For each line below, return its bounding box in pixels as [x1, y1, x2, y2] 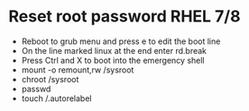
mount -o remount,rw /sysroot [21, 64, 134, 75]
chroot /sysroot [21, 73, 79, 84]
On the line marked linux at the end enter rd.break [21, 45, 207, 55]
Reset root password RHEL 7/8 [8, 6, 241, 27]
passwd [21, 83, 51, 94]
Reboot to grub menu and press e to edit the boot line [21, 36, 221, 47]
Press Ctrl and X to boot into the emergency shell [21, 55, 205, 65]
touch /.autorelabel [21, 92, 92, 104]
